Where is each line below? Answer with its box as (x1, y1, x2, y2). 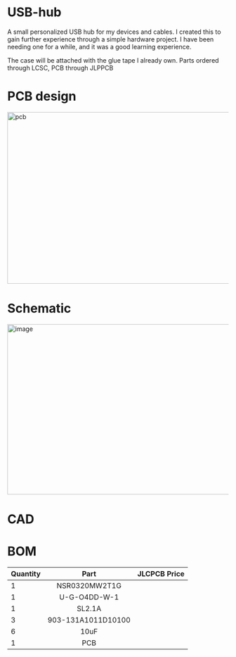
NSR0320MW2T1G (56, 580, 122, 590)
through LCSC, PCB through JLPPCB (7, 63, 114, 72)
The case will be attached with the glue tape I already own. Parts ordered (7, 56, 219, 64)
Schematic (7, 301, 72, 317)
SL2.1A (77, 603, 102, 613)
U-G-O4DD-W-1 (59, 592, 119, 602)
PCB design (7, 89, 77, 104)
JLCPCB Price (137, 568, 185, 578)
